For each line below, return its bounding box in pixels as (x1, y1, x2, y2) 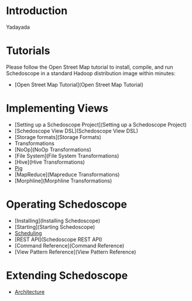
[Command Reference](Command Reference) (14, 242, 125, 249)
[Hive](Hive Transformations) (14, 158, 85, 165)
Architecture (14, 288, 45, 295)
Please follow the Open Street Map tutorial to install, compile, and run (6, 63, 173, 70)
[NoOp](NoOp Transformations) (14, 146, 92, 153)
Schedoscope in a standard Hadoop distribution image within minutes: (6, 69, 176, 77)
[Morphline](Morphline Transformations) (14, 177, 112, 184)
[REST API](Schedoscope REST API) (14, 236, 102, 243)
